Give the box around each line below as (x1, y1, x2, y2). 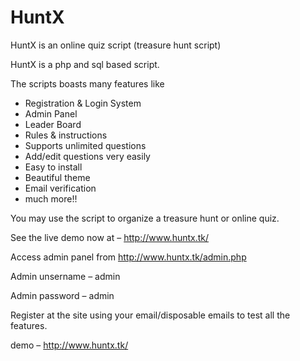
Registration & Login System (24, 97, 142, 109)
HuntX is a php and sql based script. (10, 58, 160, 70)
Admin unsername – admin (10, 270, 121, 282)
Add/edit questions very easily (24, 150, 151, 162)
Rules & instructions (24, 129, 108, 141)
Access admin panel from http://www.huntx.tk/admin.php (10, 251, 247, 263)
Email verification (24, 182, 97, 194)
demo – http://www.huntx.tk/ (10, 339, 129, 351)
